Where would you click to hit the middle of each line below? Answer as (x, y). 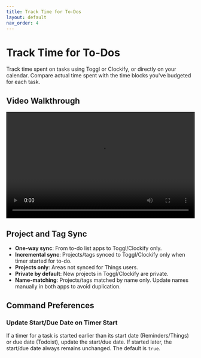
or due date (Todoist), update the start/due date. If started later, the (89, 342)
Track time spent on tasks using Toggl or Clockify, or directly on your (91, 69)
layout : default (26, 17)
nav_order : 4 (22, 23)
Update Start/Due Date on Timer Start (62, 323)
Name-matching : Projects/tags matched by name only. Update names (102, 280)
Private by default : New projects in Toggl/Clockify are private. (92, 274)
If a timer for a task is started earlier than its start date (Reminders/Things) (98, 336)
